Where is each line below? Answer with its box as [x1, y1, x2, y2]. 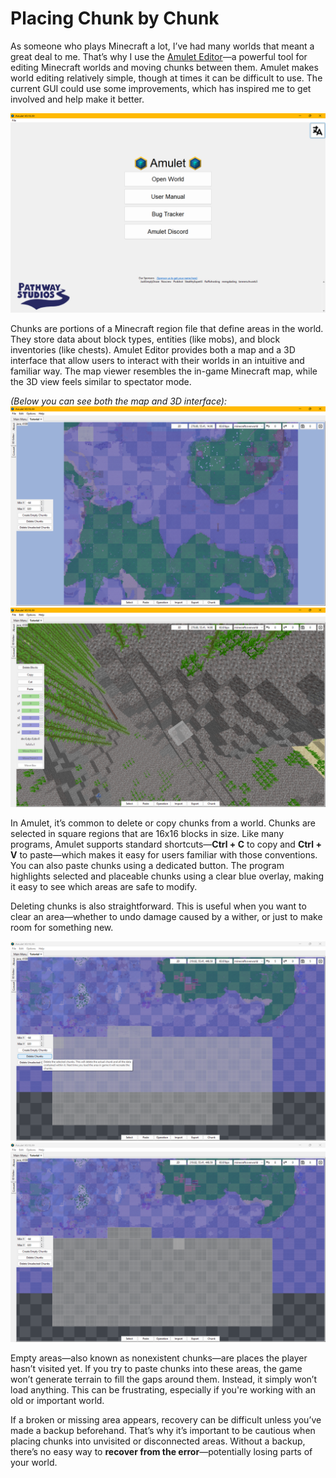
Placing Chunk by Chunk [10, 7, 220, 30]
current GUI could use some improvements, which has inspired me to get [10, 82, 312, 94]
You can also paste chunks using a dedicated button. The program [10, 859, 285, 871]
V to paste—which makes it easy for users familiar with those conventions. [10, 848, 318, 861]
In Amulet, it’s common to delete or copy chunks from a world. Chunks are [10, 817, 316, 829]
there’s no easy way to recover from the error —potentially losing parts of [10, 1445, 313, 1457]
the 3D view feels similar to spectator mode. [10, 375, 192, 387]
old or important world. [10, 1394, 105, 1406]
